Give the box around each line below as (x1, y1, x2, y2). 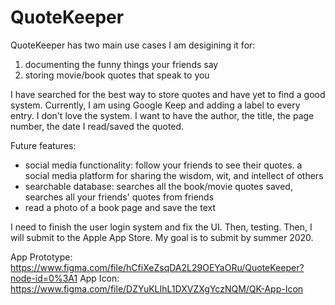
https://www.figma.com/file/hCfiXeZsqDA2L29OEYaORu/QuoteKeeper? (10, 261, 305, 273)
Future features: (10, 139, 77, 151)
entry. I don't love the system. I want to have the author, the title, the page (10, 109, 315, 121)
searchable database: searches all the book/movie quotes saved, (24, 180, 293, 192)
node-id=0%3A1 (10, 272, 78, 284)
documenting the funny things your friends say (24, 58, 219, 70)
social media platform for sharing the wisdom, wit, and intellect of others (24, 169, 324, 181)
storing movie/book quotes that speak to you (24, 69, 210, 81)
